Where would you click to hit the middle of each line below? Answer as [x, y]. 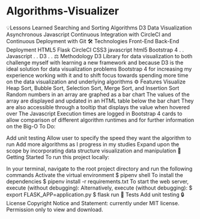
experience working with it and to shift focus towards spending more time [97, 75]
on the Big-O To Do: [31, 126]
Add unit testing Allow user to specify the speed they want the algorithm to [99, 138]
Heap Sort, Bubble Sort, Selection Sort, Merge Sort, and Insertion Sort [93, 88]
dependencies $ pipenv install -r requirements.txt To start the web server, [98, 181]
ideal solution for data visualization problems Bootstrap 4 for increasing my [99, 69]
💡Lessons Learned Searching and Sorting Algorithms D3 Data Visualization [99, 28]
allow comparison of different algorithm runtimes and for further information [100, 120]
